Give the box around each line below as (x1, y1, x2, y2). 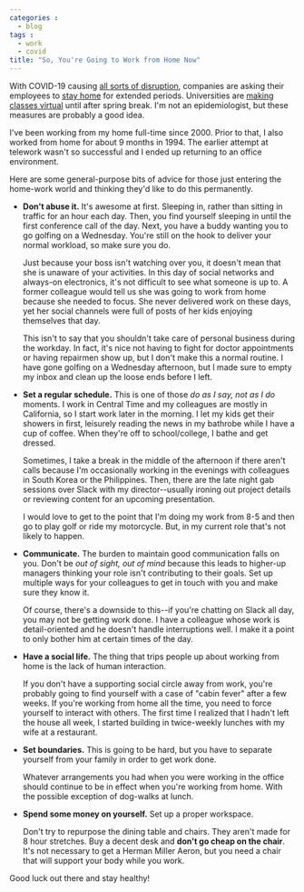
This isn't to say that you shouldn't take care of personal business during (22, 333, 296, 344)
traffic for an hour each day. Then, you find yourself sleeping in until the (22, 211, 292, 221)
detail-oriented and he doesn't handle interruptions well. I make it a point (22, 624, 295, 635)
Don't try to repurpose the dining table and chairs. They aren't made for (22, 827, 290, 837)
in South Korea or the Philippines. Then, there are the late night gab (22, 475, 275, 485)
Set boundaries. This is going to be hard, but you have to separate (22, 745, 272, 755)
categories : (9, 13, 59, 23)
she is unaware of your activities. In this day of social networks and (22, 267, 275, 277)
